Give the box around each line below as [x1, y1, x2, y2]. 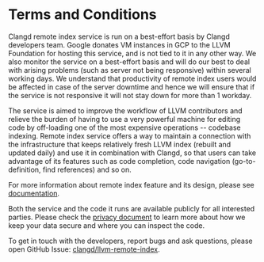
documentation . [8, 188, 60, 198]
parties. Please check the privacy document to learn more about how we [8, 212, 246, 222]
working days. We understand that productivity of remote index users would [8, 74, 257, 83]
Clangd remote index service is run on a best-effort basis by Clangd [8, 32, 230, 41]
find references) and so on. [42, 165, 132, 174]
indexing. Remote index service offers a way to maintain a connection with [8, 131, 251, 140]
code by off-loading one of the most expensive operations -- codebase [8, 123, 242, 132]
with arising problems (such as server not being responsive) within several [8, 65, 251, 74]
